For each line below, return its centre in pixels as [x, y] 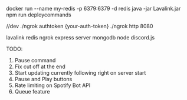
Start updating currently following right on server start [80, 73]
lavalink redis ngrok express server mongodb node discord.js [81, 37]
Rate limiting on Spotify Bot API [53, 85]
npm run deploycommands [39, 15]
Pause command [35, 60]
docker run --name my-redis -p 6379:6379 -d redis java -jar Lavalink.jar [93, 9]
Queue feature [32, 91]
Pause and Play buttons [43, 79]
